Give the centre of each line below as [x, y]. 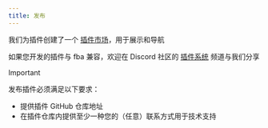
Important [24, 72]
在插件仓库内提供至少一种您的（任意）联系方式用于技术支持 [118, 116]
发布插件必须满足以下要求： [54, 89]
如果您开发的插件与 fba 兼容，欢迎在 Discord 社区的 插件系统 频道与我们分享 [134, 56]
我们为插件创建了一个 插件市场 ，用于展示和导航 [86, 39]
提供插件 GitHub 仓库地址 [62, 106]
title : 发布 [27, 16]
